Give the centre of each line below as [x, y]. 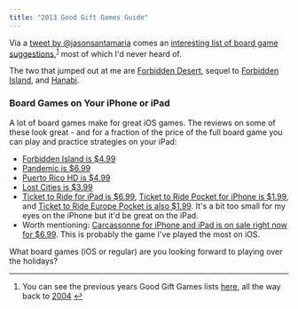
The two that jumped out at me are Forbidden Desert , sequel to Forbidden [144, 71]
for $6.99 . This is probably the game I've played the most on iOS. [141, 234]
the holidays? [34, 261]
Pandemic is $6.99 [56, 168]
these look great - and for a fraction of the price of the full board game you [146, 132]
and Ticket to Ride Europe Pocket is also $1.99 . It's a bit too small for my [154, 206]
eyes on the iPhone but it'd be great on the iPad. [110, 215]
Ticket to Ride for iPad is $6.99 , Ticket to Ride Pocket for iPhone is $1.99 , [155, 196]
